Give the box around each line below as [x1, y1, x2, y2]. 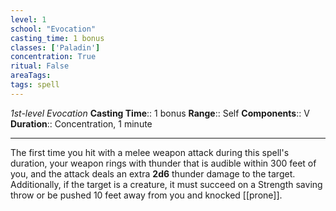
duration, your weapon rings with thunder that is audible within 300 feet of [10, 157, 317, 169]
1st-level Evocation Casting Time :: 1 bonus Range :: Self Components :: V [10, 107, 310, 119]
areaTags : [10, 71, 52, 81]
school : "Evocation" [10, 24, 97, 34]
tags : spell [10, 80, 60, 90]
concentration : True [10, 52, 97, 62]
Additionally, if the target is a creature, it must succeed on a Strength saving [10, 178, 323, 190]
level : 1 [10, 14, 47, 25]
